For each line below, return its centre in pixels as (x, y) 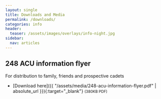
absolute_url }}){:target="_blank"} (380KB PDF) (60, 91)
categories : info (24, 24)
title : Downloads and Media (35, 15)
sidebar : (15, 39)
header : (14, 29)
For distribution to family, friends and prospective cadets (65, 76)
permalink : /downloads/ (31, 19)
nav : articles (25, 43)
